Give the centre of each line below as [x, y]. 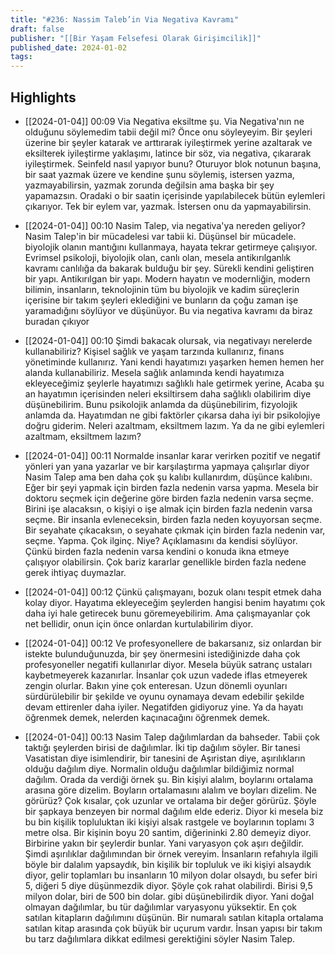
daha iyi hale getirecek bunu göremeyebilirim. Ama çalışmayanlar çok [167, 613]
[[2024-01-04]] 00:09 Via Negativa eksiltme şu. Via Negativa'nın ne [164, 121]
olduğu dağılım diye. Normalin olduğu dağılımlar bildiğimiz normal [159, 768]
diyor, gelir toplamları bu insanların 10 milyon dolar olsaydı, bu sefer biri [171, 875]
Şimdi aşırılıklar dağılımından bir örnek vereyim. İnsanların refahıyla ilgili [171, 853]
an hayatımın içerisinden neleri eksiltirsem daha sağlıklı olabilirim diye [168, 393]
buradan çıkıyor [57, 321]
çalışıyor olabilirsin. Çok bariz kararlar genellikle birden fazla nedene [165, 562]
